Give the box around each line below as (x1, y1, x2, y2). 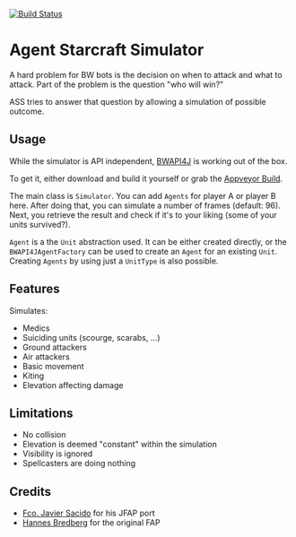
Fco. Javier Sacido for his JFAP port (22, 507, 155, 519)
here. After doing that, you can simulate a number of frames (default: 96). (9, 200, 281, 211)
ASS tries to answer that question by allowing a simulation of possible (9, 96, 266, 107)
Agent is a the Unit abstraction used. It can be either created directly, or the (9, 236, 287, 247)
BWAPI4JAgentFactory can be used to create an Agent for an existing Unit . (9, 246, 278, 256)
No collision (22, 429, 66, 440)
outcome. (9, 106, 45, 117)
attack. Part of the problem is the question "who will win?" (9, 79, 224, 90)
